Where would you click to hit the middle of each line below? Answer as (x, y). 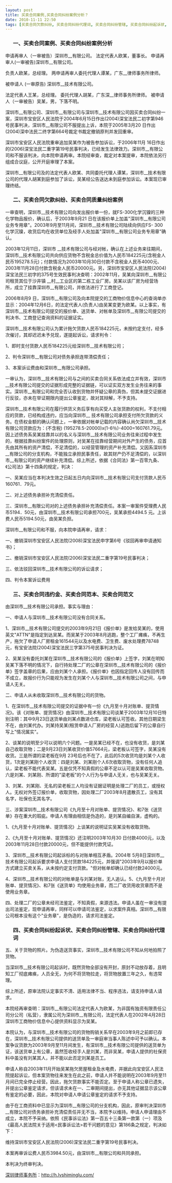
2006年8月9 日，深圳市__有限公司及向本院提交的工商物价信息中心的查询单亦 (86, 298)
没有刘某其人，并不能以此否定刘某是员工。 (63, 1058)
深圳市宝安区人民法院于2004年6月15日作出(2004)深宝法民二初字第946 (89, 118)
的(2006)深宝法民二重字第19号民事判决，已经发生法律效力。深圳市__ (78, 149)
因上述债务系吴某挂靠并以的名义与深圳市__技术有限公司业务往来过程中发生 (84, 434)
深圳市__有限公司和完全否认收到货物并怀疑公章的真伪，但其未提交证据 (88, 391)
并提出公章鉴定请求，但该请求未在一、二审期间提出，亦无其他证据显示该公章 (86, 1088)
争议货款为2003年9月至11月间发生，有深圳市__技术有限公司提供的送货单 (85, 1045)
